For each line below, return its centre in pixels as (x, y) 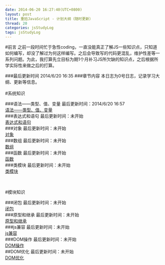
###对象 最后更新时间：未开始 (36, 128)
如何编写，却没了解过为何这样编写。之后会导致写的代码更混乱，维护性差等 (80, 53)
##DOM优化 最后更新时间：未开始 (40, 252)
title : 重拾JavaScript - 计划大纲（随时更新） (49, 19)
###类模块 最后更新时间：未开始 (38, 165)
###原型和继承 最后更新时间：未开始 (42, 215)
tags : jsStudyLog (23, 32)
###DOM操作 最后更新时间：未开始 (41, 239)
